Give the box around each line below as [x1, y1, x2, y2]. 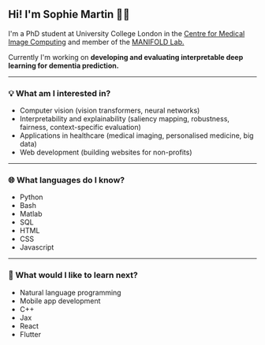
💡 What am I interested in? [8, 87, 111, 98]
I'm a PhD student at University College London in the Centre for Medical [8, 28, 245, 38]
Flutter [19, 329, 42, 339]
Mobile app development [19, 296, 101, 306]
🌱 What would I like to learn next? [8, 269, 138, 280]
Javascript [19, 243, 54, 252]
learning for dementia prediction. [8, 61, 120, 70]
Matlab [19, 210, 43, 219]
